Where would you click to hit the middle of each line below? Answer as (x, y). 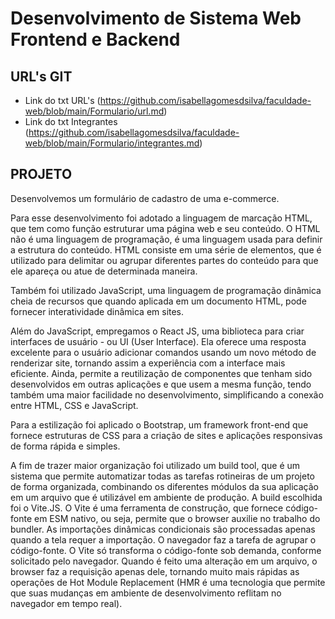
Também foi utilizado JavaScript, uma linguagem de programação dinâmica (166, 290)
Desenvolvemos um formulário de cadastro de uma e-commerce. (145, 198)
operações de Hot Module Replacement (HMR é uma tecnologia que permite (168, 582)
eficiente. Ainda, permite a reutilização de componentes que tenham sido (161, 373)
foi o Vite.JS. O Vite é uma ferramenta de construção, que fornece (147, 508)
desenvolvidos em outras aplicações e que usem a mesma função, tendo (161, 384)
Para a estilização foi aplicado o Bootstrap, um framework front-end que (159, 424)
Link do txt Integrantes (71, 121)
